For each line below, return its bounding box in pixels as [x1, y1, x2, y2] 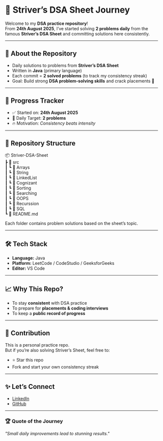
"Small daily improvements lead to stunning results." [5, 430, 110, 436]
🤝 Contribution [5, 329, 50, 337]
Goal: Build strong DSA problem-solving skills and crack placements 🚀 [12, 78, 155, 84]
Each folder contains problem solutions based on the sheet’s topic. [5, 220, 138, 226]
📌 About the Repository [5, 50, 77, 58]
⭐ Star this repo [12, 357, 44, 363]
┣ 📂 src [5, 159, 19, 165]
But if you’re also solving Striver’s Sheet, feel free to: [5, 347, 110, 353]
